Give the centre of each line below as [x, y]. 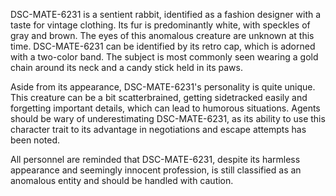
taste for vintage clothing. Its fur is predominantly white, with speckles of [160, 25]
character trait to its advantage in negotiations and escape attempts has [158, 129]
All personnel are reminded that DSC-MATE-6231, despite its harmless [155, 159]
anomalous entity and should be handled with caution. [122, 180]
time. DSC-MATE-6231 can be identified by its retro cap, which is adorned [163, 46]
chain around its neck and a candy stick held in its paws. [126, 67]
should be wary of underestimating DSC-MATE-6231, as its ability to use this [168, 118]
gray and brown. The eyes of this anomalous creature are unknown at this [162, 35]
